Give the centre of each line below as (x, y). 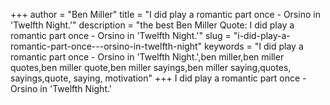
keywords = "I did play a (253, 46)
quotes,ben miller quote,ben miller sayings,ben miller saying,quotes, (151, 67)
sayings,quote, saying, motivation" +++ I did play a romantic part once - (158, 78)
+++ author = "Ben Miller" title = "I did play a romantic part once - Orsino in (165, 14)
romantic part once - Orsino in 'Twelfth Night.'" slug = (121, 35)
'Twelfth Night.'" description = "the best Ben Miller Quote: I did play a (152, 25)
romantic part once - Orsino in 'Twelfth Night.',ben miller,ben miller (147, 57)
